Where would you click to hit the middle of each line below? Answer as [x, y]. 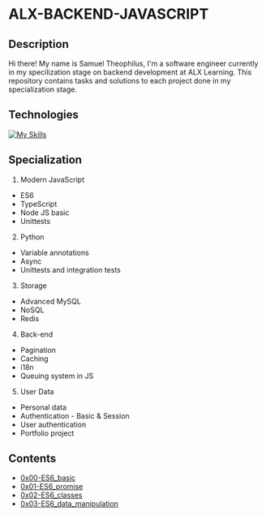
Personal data [43, 407]
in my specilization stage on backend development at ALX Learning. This [130, 72]
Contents [32, 459]
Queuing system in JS [57, 376]
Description [39, 44]
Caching [34, 359]
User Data [37, 391]
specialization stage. [43, 89]
